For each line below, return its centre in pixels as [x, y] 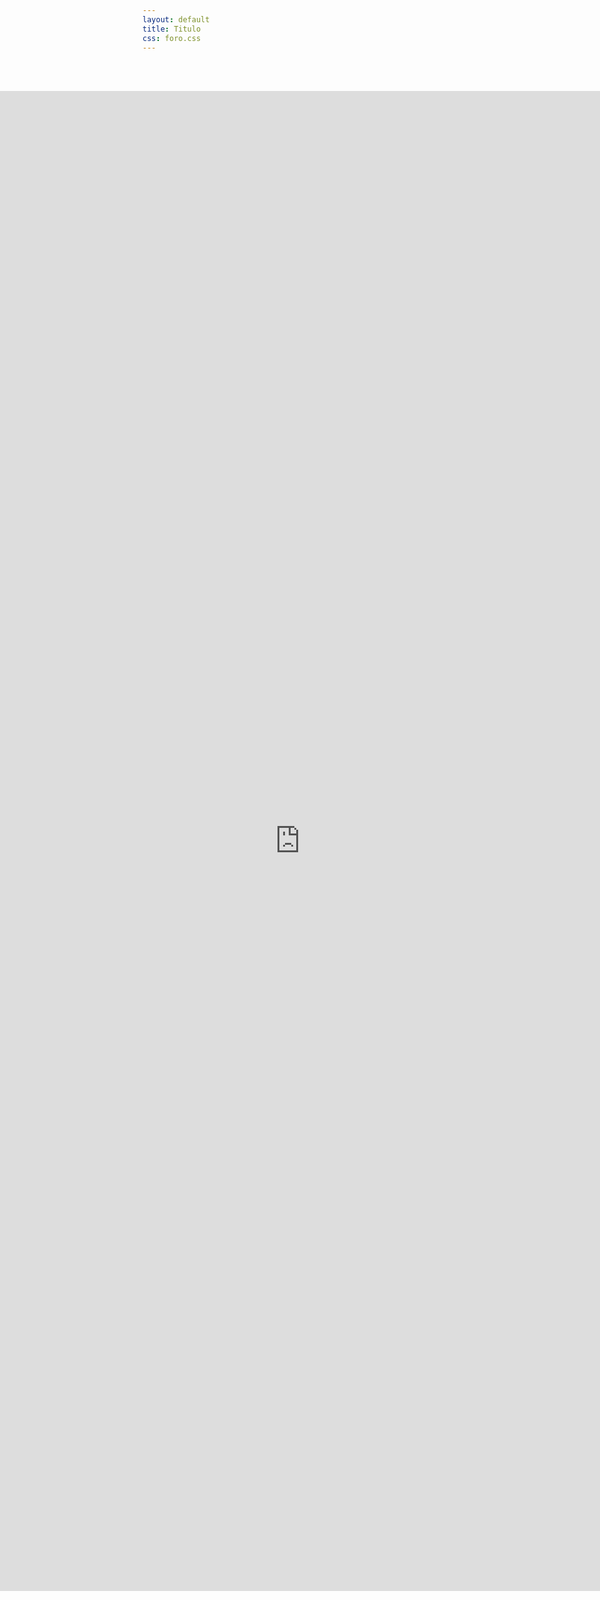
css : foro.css [172, 38]
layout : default [176, 19]
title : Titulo [172, 29]
